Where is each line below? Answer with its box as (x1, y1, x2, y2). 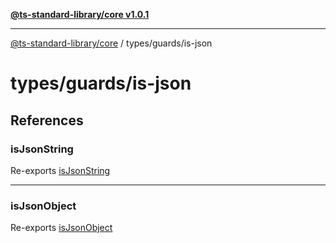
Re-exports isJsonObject (10, 222, 113, 234)
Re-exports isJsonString (10, 164, 111, 176)
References (10, 112, 84, 129)
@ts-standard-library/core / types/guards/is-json (10, 37, 213, 49)
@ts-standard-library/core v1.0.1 (10, 9, 150, 20)
